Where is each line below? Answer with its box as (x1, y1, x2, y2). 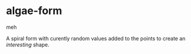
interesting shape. (6, 41, 50, 48)
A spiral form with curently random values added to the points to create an (6, 35, 186, 42)
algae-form (6, 4, 63, 18)
